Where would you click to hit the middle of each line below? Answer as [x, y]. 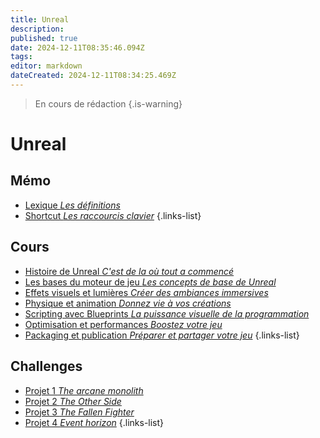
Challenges [46, 366]
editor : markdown [46, 66]
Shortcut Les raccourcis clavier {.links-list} [113, 215]
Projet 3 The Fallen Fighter [79, 412]
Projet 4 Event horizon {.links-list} [94, 422]
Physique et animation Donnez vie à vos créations [128, 303]
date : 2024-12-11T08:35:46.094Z [77, 47]
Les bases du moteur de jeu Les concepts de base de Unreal [150, 282]
